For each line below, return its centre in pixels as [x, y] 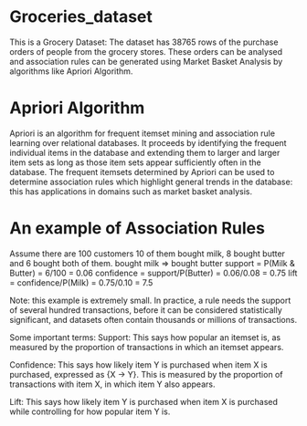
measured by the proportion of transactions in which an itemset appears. [147, 347]
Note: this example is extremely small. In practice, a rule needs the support [150, 300]
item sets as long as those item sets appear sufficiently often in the [136, 162]
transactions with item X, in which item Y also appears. [112, 384]
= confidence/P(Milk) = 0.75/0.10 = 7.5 [81, 282]
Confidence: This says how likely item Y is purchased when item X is [138, 364]
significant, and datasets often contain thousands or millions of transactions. [153, 319]
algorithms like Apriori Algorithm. [71, 71]
